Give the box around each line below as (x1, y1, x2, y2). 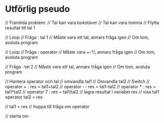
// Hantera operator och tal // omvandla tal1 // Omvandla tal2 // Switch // (5, 78, 150, 84)
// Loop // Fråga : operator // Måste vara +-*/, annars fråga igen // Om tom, (5, 49, 156, 55)
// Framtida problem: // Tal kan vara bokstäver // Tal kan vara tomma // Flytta (5, 20, 159, 25)
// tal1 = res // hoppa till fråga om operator (5, 103, 90, 109)
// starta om (5, 113, 29, 119)
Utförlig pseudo (5, 3, 70, 15)
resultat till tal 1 (5, 25, 35, 30)
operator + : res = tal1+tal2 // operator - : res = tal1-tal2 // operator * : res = (5, 83, 156, 89)
